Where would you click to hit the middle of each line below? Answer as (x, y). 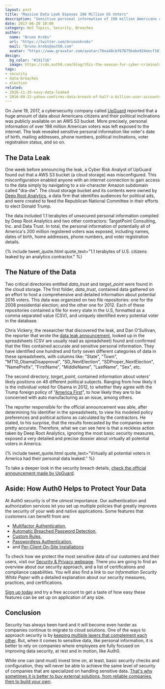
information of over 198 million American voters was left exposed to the (77, 127)
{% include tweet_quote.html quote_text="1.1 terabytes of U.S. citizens (76, 251)
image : (16, 65)
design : (13, 55)
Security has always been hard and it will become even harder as (71, 624)
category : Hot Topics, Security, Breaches (49, 28)
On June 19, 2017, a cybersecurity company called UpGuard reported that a (81, 111)
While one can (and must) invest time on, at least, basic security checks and (82, 660)
